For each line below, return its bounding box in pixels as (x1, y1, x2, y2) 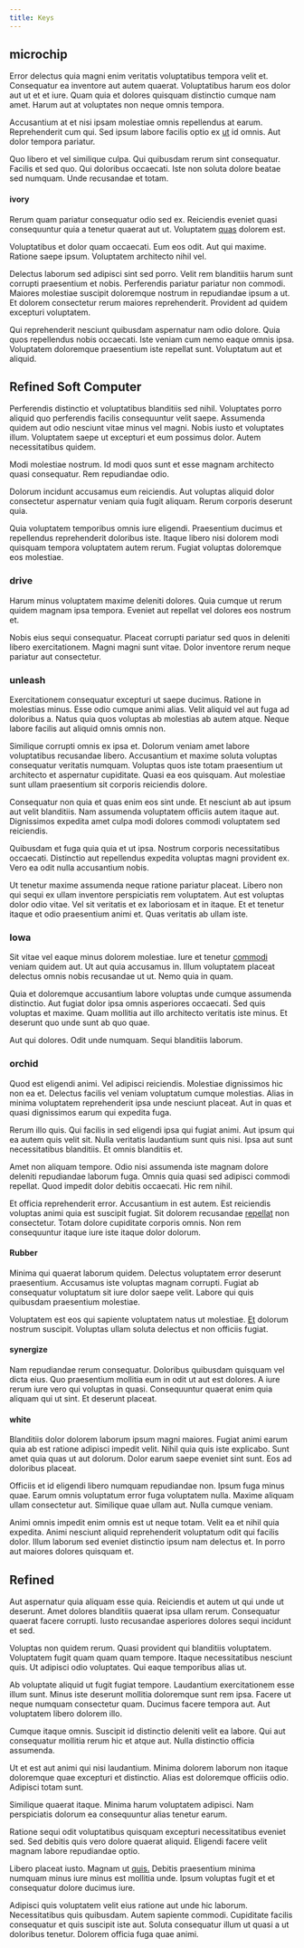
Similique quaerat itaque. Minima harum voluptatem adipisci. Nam (9, 1800, 254, 1810)
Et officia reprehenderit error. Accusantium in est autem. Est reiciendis (9, 1198, 271, 1209)
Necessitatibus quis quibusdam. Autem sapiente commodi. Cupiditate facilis (9, 1910, 293, 1921)
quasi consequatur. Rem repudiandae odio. (9, 469, 170, 480)
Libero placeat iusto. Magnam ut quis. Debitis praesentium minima (9, 1863, 256, 1874)
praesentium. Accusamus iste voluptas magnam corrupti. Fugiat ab (9, 1277, 260, 1288)
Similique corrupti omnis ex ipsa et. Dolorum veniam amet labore (9, 741, 251, 752)
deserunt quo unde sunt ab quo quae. (9, 1017, 150, 1028)
